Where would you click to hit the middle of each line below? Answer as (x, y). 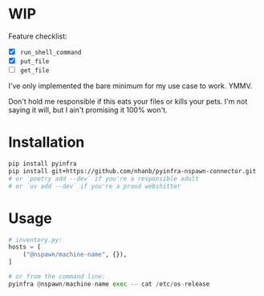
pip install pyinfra (43, 164)
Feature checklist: (38, 36)
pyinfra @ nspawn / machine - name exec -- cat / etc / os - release (109, 284)
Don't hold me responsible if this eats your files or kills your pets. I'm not (128, 102)
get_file (35, 71)
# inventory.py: (35, 240)
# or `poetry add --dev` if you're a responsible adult (104, 178)
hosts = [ (25, 247)
